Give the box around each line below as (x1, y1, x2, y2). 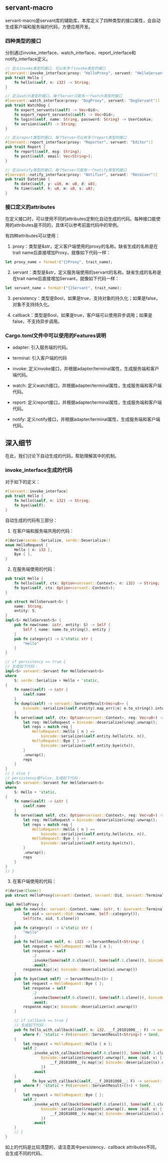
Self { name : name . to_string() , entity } (23, 627, 111, 632)
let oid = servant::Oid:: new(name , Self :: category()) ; (23, 911, 140, 916)
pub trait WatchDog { (5, 103, 50, 108)
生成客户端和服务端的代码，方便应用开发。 (5, 24, 93, 30)
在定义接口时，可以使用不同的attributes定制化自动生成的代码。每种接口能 (5, 216, 156, 222)
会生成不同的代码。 (5, 1150, 45, 1156)
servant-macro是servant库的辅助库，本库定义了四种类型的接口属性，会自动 (5, 17, 161, 24)
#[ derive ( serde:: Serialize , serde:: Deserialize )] (5, 537, 111, 543)
